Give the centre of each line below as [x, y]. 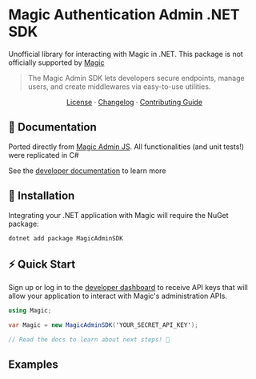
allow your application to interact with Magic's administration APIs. [118, 296]
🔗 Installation [42, 196]
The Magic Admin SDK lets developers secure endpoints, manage [136, 78]
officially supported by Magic [56, 62]
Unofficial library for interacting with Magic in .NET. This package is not [126, 54]
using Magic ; [30, 311]
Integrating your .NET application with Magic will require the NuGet [119, 215]
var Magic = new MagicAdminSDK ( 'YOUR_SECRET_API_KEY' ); [103, 325]
